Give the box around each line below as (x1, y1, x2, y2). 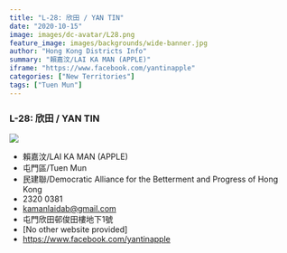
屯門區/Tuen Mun (22, 162, 88, 173)
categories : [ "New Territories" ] (9, 72, 135, 81)
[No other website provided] (22, 223, 128, 235)
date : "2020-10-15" (9, 22, 83, 31)
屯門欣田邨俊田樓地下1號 (22, 213, 114, 224)
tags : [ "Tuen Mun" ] (9, 80, 83, 89)
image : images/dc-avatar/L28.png (9, 30, 135, 39)
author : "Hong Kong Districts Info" (9, 47, 147, 56)
